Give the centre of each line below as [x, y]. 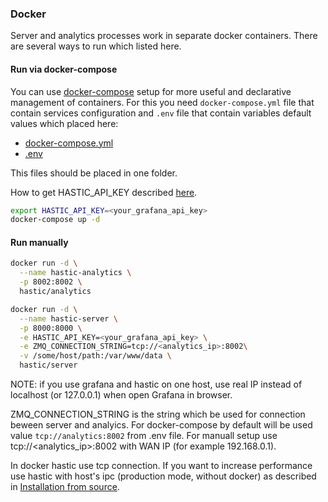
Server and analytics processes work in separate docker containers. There [164, 36]
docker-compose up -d [55, 220]
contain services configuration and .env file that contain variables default [161, 113]
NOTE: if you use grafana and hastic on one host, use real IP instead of [156, 384]
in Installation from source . [65, 487]
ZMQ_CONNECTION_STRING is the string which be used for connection [158, 414]
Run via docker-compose [64, 69]
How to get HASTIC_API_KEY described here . [104, 192]
